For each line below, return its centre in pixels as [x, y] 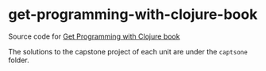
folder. [19, 60]
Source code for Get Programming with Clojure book [94, 36]
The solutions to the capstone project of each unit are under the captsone [128, 51]
